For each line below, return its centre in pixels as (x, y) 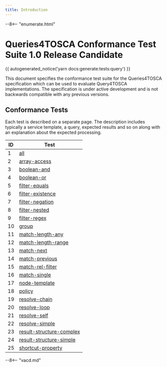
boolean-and (35, 169)
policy (26, 291)
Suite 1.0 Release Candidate (64, 55)
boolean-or (33, 178)
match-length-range (44, 243)
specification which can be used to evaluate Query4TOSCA (66, 83)
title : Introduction (27, 10)
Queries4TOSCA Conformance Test (81, 44)
